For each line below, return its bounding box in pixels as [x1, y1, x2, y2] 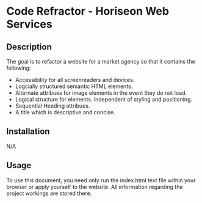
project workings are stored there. [6, 190, 92, 197]
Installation [6, 127, 50, 137]
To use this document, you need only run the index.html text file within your [6, 176, 196, 184]
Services [6, 17, 53, 31]
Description [6, 42, 52, 52]
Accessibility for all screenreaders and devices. [15, 76, 135, 83]
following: [6, 64, 31, 72]
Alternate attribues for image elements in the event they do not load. [15, 89, 187, 96]
